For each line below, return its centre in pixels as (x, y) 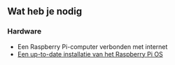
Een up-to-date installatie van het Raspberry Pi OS (90, 54)
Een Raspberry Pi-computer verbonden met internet (92, 46)
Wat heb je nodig (45, 12)
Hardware (24, 31)
